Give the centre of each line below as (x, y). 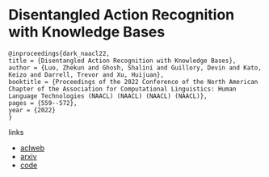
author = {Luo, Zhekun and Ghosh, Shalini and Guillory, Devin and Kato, (135, 67)
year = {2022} (32, 110)
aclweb (32, 148)
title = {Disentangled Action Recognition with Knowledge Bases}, (122, 61)
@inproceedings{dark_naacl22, (59, 53)
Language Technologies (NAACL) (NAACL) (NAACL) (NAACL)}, (108, 96)
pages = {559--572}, (43, 103)
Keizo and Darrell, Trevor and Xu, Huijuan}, (86, 74)
